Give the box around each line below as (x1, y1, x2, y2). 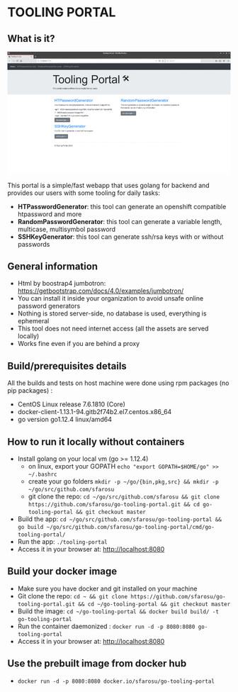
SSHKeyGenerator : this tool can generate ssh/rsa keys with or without (17, 232, 224, 241)
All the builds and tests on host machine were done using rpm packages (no (7, 379, 229, 387)
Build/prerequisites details (7, 359, 127, 372)
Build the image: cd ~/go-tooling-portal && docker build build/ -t (17, 607, 220, 615)
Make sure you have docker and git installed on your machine (17, 584, 198, 593)
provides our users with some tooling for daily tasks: (7, 189, 161, 197)
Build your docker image (7, 565, 118, 578)
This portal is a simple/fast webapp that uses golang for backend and (7, 181, 210, 189)
